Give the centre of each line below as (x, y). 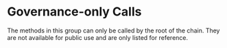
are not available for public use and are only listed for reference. (98, 37)
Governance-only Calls (74, 12)
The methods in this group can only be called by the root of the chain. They (113, 30)
